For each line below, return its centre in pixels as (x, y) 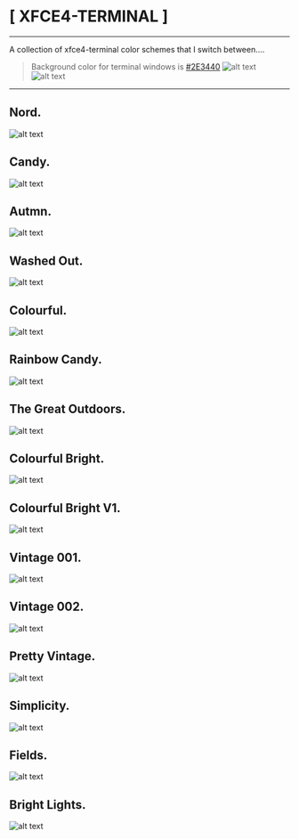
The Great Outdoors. (68, 409)
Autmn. (30, 211)
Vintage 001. (45, 557)
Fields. (28, 755)
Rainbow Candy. (56, 359)
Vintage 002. (47, 607)
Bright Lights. (48, 805)
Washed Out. (46, 261)
